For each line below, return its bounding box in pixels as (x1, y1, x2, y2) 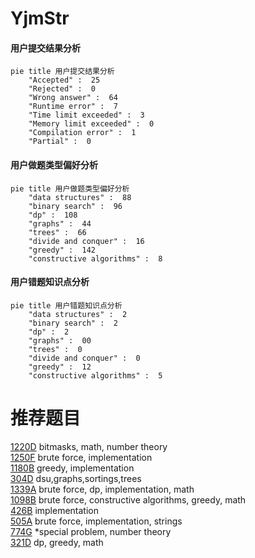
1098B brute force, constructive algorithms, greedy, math (10, 493, 247, 506)
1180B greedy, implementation (10, 462, 135, 474)
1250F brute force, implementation (10, 451, 153, 463)
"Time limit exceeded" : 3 (28, 110, 145, 121)
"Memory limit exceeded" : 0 (28, 119, 155, 129)
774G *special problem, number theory (10, 525, 172, 537)
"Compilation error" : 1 (28, 128, 137, 138)
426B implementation (10, 504, 99, 516)
